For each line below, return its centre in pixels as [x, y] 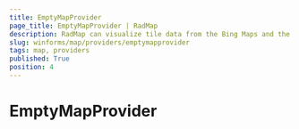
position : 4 [31, 68]
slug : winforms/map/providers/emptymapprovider [100, 42]
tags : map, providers [50, 51]
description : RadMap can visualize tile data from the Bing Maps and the [150, 34]
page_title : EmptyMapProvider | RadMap [84, 26]
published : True [39, 59]
